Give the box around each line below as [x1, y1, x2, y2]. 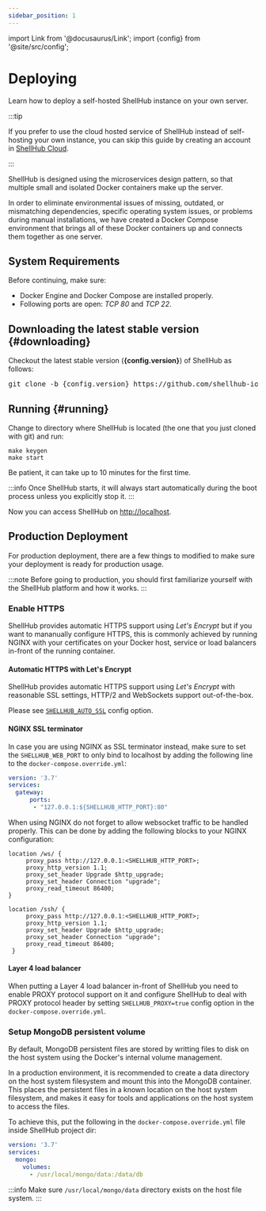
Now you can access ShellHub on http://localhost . [8, 507, 172, 516]
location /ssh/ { [8, 905, 66, 913]
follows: [8, 364, 34, 374]
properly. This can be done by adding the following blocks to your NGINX [8, 826, 247, 835]
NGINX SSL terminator [8, 723, 83, 734]
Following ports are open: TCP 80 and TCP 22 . [19, 299, 172, 309]
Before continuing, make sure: [8, 275, 107, 286]
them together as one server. [8, 232, 103, 241]
